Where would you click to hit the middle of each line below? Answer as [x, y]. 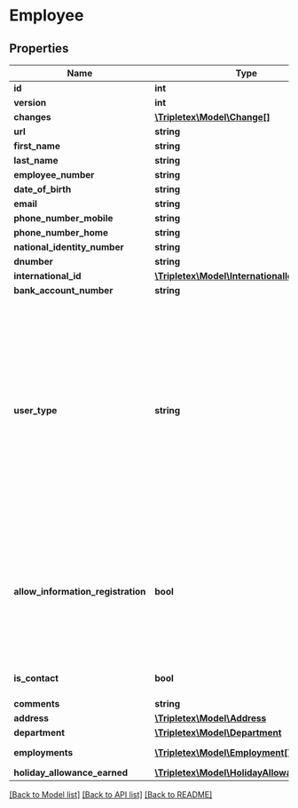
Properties [39, 48]
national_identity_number [69, 247]
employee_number [54, 175]
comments [37, 704]
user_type [35, 410]
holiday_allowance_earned [71, 772]
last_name [36, 160]
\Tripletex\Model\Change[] [212, 117]
